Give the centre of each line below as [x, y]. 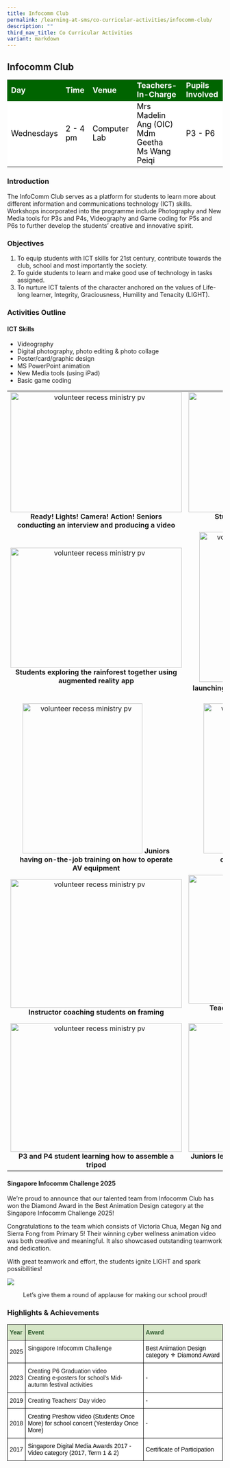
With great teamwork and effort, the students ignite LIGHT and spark [104, 1262]
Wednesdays [35, 133]
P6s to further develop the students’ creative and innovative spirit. [100, 225]
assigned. [31, 280]
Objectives [26, 243]
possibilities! [25, 1269]
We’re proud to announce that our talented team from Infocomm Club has [111, 1198]
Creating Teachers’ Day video [67, 1400]
